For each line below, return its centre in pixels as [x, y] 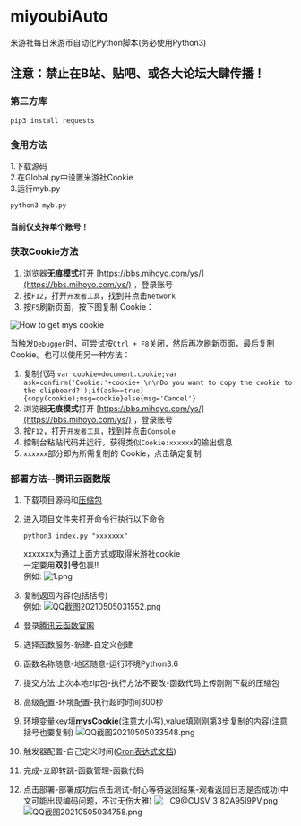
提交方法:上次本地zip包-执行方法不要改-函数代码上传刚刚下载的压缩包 [151, 683]
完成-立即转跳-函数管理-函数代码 [84, 770]
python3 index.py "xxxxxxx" [75, 536]
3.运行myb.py [35, 188]
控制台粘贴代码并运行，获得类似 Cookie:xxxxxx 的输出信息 [128, 442]
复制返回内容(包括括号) [65, 595]
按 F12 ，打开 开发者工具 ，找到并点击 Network [99, 295]
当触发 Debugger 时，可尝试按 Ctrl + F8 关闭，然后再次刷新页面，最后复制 [142, 343]
